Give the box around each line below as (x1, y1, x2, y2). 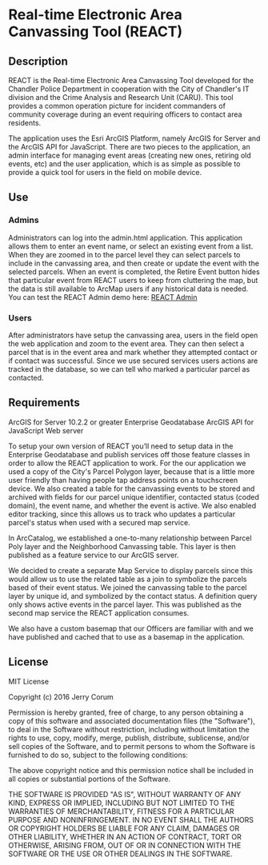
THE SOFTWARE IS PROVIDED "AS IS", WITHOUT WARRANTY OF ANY (8, 789, 242, 799)
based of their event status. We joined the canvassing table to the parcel (8, 582, 247, 592)
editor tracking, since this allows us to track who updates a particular (8, 509, 236, 519)
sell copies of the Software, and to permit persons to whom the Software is (8, 741, 256, 751)
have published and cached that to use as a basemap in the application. (8, 632, 246, 641)
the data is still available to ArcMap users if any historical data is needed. (8, 284, 249, 293)
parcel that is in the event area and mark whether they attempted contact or (8, 347, 258, 357)
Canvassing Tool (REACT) (8, 22, 183, 41)
